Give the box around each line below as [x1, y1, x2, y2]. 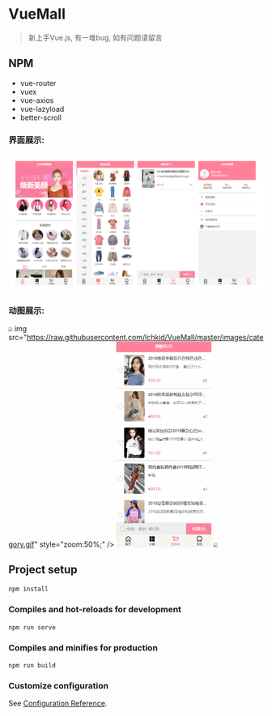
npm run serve [8, 623, 57, 632]
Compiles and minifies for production [8, 641, 158, 653]
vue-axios [19, 95, 54, 105]
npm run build [8, 661, 57, 669]
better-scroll [19, 113, 62, 122]
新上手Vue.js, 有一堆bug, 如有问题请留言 [28, 32, 164, 42]
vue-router [19, 78, 57, 87]
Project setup [8, 562, 79, 576]
